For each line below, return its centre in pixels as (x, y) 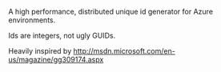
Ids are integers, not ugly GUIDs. (62, 36)
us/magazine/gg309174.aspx (56, 60)
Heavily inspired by (40, 51)
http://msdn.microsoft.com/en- (125, 51)
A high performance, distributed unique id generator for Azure (111, 12)
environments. (32, 20)
